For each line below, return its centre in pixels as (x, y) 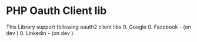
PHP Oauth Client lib (56, 11)
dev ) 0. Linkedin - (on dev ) (40, 33)
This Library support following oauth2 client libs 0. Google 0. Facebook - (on (98, 27)
